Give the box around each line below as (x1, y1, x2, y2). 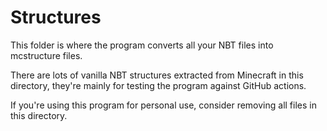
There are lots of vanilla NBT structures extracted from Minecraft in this (10, 69, 304, 81)
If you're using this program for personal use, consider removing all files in (10, 99, 317, 111)
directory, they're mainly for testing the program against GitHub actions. (10, 79, 307, 91)
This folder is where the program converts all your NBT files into (10, 39, 274, 51)
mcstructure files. (10, 49, 83, 61)
